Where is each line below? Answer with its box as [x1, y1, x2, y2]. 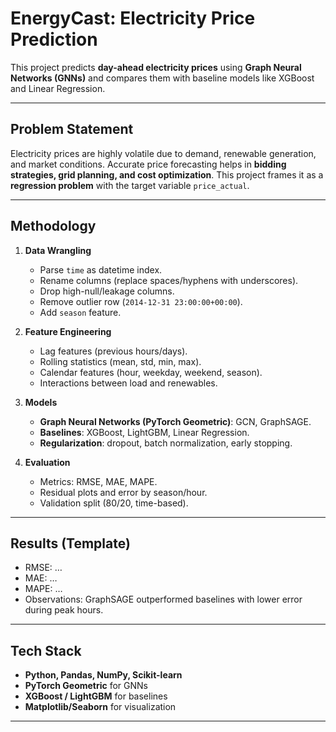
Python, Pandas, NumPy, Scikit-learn [24, 669, 183, 681]
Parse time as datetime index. [39, 263, 163, 276]
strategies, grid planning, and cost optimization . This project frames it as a [10, 168, 324, 181]
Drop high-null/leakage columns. [39, 285, 175, 297]
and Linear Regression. [10, 82, 106, 94]
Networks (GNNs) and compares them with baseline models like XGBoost [10, 72, 315, 84]
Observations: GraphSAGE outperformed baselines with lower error [24, 593, 303, 606]
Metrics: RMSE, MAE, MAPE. [39, 475, 158, 487]
